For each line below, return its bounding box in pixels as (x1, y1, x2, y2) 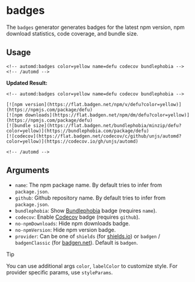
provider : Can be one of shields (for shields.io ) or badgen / (14, 233, 161, 240)
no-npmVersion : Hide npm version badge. (14, 226, 116, 233)
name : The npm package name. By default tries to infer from (14, 181, 162, 189)
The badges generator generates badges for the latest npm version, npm (6, 23, 185, 31)
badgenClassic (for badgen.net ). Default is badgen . (14, 239, 138, 246)
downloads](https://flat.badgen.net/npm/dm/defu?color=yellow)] (25, 112, 190, 118)
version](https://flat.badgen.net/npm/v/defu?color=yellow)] (25, 101, 182, 107)
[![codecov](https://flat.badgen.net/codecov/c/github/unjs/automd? (6, 133, 182, 139)
